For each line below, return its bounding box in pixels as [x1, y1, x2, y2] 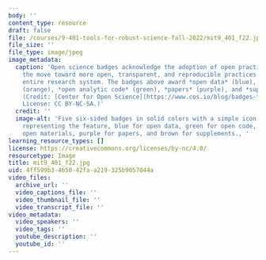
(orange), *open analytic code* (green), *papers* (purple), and [22, 85, 243, 94]
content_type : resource [8, 19, 87, 27]
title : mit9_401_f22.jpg [8, 159, 90, 167]
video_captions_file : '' [15, 188, 97, 197]
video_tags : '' [15, 225, 66, 234]
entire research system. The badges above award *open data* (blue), [22, 78, 257, 86]
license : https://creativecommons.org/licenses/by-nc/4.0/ [8, 144, 207, 152]
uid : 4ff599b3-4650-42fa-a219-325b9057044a [8, 166, 154, 174]
